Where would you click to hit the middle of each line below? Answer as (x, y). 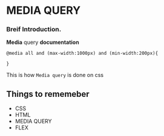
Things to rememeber (48, 94)
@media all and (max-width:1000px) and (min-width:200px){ (82, 54)
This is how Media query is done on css (55, 75)
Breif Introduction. (34, 29)
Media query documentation (43, 42)
